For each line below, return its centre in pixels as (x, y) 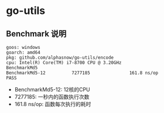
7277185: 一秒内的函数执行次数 (52, 97)
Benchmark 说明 (36, 33)
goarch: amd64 (23, 52)
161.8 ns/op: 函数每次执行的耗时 (53, 104)
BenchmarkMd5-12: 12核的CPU (52, 89)
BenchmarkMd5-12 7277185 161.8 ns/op (82, 73)
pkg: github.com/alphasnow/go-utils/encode (60, 58)
